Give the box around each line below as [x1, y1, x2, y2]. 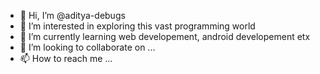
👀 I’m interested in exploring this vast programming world [19, 20, 256, 32]
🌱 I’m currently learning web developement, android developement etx [19, 31, 311, 42]
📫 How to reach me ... [19, 53, 113, 64]
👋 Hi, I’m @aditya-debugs [19, 10, 126, 21]
